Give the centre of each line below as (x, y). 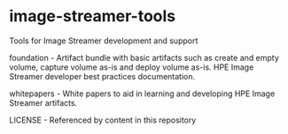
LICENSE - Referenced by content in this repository (103, 120)
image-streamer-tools (93, 16)
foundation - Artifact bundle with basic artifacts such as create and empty (144, 57)
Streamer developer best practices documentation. (102, 76)
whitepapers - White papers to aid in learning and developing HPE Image (142, 93)
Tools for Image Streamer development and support (104, 41)
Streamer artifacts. (43, 102)
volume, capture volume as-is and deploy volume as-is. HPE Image (132, 67)
